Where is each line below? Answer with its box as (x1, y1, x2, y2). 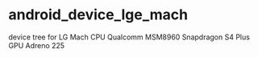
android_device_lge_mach (8, 6, 188, 24)
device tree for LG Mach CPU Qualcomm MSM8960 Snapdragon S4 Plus (8, 32, 250, 42)
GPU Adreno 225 (8, 40, 65, 50)
